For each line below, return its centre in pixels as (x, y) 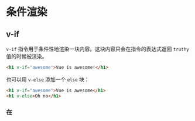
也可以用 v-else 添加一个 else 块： (48, 79)
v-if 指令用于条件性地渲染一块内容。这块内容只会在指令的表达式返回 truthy (97, 49)
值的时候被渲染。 (27, 56)
